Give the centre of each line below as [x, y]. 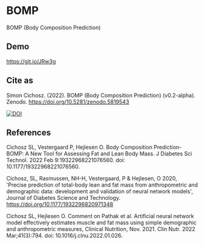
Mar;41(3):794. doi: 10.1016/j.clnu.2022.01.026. [65, 236]
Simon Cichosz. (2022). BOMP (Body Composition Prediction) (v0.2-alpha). [101, 95]
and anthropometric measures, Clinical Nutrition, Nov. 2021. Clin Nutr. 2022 [101, 229]
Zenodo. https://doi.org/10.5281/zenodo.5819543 [68, 102]
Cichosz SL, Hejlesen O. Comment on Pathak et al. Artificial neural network [100, 216]
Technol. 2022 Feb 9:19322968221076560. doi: [66, 160]
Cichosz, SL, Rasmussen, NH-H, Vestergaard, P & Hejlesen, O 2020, [92, 179]
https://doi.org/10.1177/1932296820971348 [60, 204]
